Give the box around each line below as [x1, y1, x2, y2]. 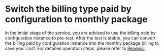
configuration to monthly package [5, 14, 148, 25]
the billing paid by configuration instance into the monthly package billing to [5, 40, 159, 46]
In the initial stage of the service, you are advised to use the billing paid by [5, 30, 156, 36]
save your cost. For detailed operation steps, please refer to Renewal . [5, 45, 146, 51]
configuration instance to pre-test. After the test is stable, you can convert [5, 35, 156, 41]
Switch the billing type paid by [5, 3, 131, 15]
